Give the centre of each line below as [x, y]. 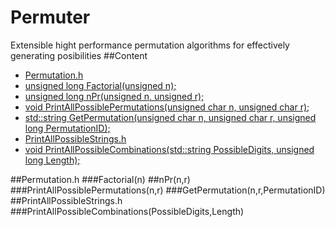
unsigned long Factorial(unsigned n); [100, 85]
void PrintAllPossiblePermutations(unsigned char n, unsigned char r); [167, 107]
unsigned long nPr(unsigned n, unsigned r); [114, 96]
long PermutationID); [67, 128]
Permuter [50, 17]
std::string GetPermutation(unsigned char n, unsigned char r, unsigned [170, 117]
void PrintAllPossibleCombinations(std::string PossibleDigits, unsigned [169, 149]
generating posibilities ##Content [79, 55]
